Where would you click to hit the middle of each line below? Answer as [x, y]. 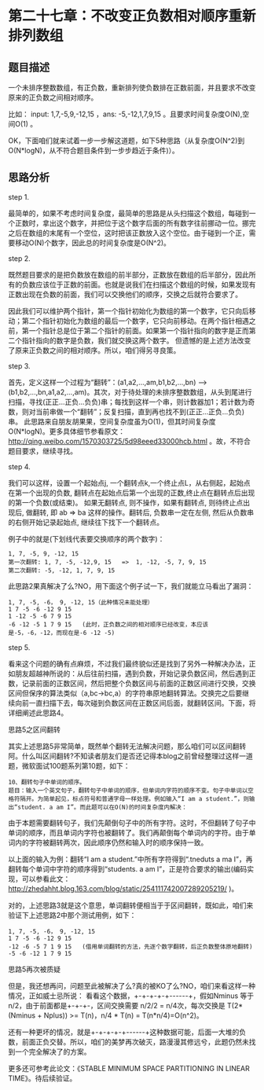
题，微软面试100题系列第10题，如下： [69, 765]
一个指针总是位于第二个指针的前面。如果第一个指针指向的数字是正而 [139, 330]
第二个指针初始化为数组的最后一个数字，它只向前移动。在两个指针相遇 [135, 321]
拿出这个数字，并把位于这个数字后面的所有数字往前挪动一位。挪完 [149, 223]
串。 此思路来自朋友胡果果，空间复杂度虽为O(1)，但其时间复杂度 [112, 421]
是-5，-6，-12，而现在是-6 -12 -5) [62, 633]
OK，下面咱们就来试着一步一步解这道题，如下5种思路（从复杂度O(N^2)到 [126, 141]
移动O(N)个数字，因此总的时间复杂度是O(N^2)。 [93, 242]
